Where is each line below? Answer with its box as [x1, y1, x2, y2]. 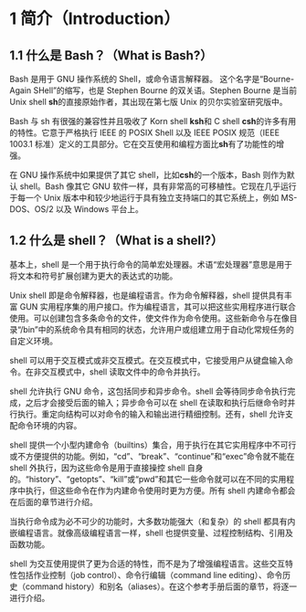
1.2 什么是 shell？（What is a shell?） [9, 233, 224, 248]
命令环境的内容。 [16, 419, 82, 430]
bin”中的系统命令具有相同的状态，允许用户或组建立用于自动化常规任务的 [22, 323, 294, 334]
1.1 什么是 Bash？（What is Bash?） [9, 47, 213, 63]
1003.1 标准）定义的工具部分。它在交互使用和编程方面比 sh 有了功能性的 [9, 139, 277, 149]
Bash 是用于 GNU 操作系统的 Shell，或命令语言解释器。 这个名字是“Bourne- [9, 74, 295, 84]
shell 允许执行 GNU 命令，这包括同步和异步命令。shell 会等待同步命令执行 [9, 385, 288, 396]
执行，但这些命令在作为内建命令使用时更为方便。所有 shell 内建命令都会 [25, 485, 296, 496]
